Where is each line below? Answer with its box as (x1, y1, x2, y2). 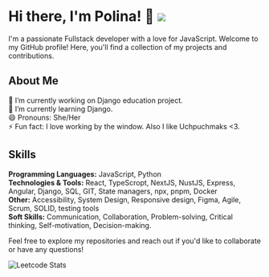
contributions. (8, 51, 55, 60)
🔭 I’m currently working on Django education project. (8, 96, 183, 105)
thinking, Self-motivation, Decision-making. (8, 220, 152, 230)
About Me (8, 74, 59, 88)
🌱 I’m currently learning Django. (8, 104, 113, 113)
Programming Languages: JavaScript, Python (8, 169, 162, 179)
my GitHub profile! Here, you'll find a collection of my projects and (8, 42, 227, 51)
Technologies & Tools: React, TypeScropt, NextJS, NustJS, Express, (8, 177, 235, 187)
